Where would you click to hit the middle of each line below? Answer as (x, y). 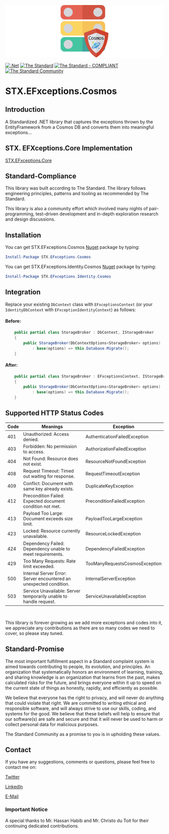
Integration (23, 292)
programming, (20, 214)
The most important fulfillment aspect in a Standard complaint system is (80, 661)
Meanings (52, 427)
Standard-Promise (35, 649)
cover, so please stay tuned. (34, 633)
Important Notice (26, 809)
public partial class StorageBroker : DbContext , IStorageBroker (84, 333)
